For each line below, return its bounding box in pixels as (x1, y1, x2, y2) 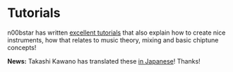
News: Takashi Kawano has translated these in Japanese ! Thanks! (7, 56, 201, 65)
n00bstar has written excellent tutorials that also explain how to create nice (7, 28, 226, 37)
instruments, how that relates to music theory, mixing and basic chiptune (7, 35, 219, 44)
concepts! (7, 43, 37, 52)
